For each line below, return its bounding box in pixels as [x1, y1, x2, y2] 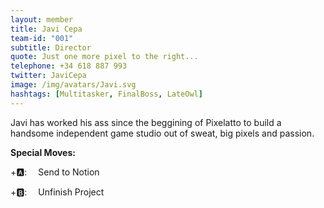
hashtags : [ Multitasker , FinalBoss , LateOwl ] [10, 89, 203, 99]
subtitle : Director [10, 42, 92, 53]
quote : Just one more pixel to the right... [10, 52, 199, 62]
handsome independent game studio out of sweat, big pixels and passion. [10, 127, 315, 139]
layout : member [10, 14, 74, 25]
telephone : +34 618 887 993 [10, 61, 128, 71]
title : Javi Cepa [10, 24, 83, 34]
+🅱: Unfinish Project [10, 186, 105, 198]
